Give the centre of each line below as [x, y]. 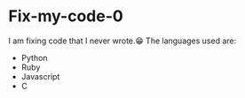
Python [34, 57]
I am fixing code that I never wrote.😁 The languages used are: [122, 41]
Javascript [40, 76]
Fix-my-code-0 [66, 16]
